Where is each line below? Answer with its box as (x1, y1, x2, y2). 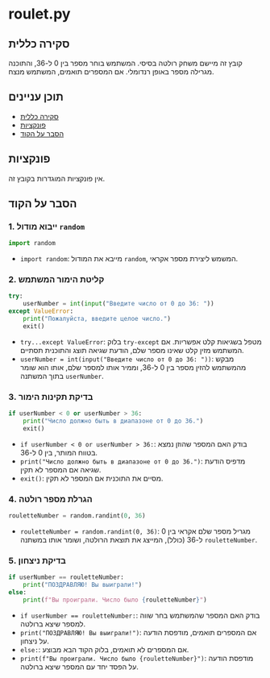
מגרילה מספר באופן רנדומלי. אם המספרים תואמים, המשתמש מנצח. (8, 67, 214, 77)
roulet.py (8, 5, 71, 23)
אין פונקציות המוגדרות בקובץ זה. (8, 173, 106, 183)
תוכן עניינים (8, 90, 64, 104)
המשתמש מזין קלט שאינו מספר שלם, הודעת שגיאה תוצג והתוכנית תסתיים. (19, 345, 244, 355)
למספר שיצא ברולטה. (19, 618, 86, 629)
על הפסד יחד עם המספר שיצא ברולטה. (19, 662, 139, 672)
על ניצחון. (19, 636, 50, 646)
